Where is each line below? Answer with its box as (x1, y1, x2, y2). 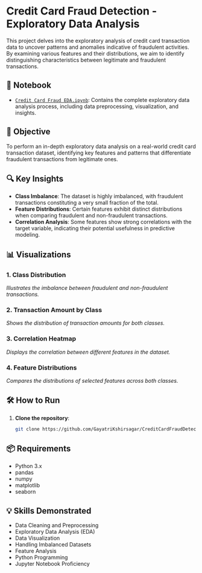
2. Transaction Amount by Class (6, 306, 103, 314)
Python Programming (14, 554, 68, 561)
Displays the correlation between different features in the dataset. (6, 348, 171, 356)
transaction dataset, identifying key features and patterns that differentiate (6, 149, 191, 156)
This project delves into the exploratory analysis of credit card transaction (6, 37, 190, 44)
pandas (14, 469, 34, 476)
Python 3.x (14, 463, 42, 470)
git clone (14, 426, 40, 432)
